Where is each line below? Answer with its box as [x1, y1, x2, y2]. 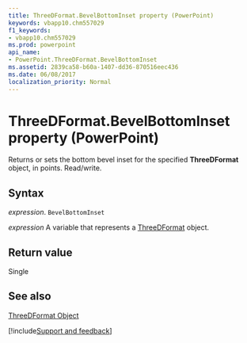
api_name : [8, 48, 41, 56]
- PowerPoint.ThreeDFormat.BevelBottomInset [8, 56, 158, 64]
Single [8, 267, 29, 276]
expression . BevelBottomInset [8, 208, 105, 217]
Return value [8, 246, 73, 259]
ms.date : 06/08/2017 [8, 71, 77, 78]
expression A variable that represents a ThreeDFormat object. [8, 223, 210, 232]
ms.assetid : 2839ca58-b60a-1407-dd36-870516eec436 [8, 63, 179, 71]
